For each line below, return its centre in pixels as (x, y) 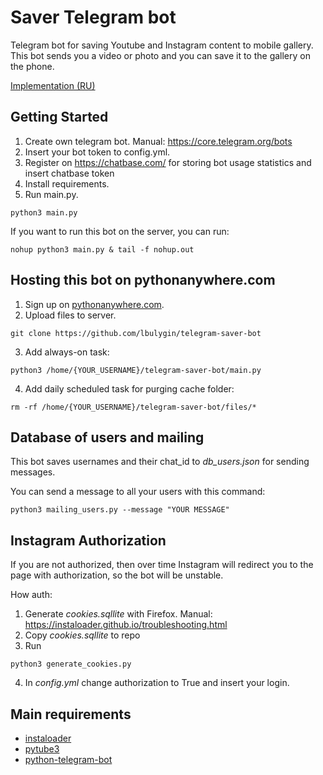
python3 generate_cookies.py (71, 664)
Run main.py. (51, 194)
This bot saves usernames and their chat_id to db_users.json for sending (160, 462)
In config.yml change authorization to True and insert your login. (157, 683)
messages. (33, 472)
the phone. (32, 66)
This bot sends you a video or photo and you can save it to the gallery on (160, 55)
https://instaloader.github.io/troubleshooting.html (126, 625)
